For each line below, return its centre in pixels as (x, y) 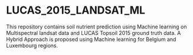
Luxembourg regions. (32, 46)
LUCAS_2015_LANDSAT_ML (76, 10)
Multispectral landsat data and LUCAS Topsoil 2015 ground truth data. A (94, 33)
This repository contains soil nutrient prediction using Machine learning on (97, 27)
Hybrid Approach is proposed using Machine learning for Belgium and (91, 39)
